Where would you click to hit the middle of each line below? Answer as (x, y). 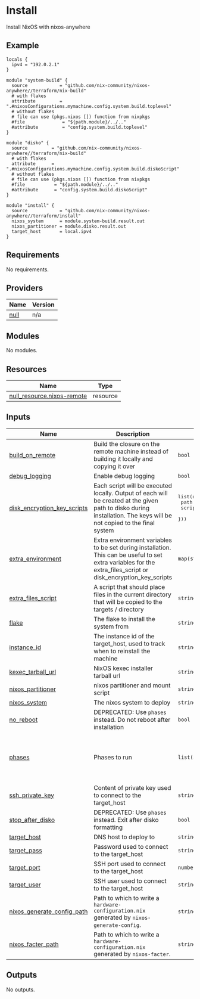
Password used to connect (131, 846)
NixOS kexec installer (123, 668)
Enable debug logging (124, 476)
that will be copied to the (128, 601)
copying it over (114, 466)
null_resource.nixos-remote (48, 396)
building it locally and (123, 458)
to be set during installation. (132, 547)
